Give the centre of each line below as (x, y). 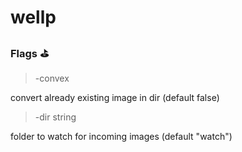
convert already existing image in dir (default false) (115, 98)
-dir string (55, 117)
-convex (52, 78)
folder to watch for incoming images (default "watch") (121, 137)
